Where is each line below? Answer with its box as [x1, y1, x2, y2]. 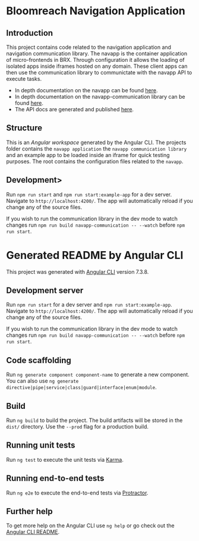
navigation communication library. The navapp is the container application [6, 50, 188, 57]
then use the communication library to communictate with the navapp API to [6, 69, 192, 76]
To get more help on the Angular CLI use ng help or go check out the [6, 522, 175, 529]
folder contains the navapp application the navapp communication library [6, 145, 187, 152]
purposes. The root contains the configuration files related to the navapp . [6, 158, 184, 165]
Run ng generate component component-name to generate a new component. [6, 371, 190, 379]
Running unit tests [6, 440, 75, 451]
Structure [6, 123, 43, 133]
